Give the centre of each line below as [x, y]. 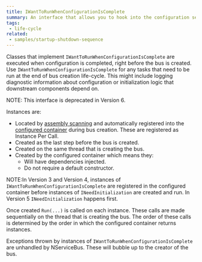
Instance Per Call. [37, 136]
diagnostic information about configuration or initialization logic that [90, 82]
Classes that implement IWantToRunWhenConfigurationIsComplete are [90, 57]
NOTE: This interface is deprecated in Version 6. [66, 100]
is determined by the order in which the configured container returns [91, 223]
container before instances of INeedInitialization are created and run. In [98, 192]
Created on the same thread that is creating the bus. [80, 149]
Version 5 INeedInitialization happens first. [62, 199]
